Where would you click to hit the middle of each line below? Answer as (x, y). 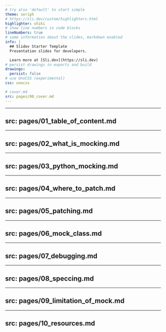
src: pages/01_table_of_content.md (61, 121)
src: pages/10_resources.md (50, 323)
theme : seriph (20, 14)
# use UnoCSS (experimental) (35, 79)
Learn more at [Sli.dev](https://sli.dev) (54, 60)
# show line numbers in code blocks (43, 28)
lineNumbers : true (24, 33)
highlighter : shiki (25, 23)
